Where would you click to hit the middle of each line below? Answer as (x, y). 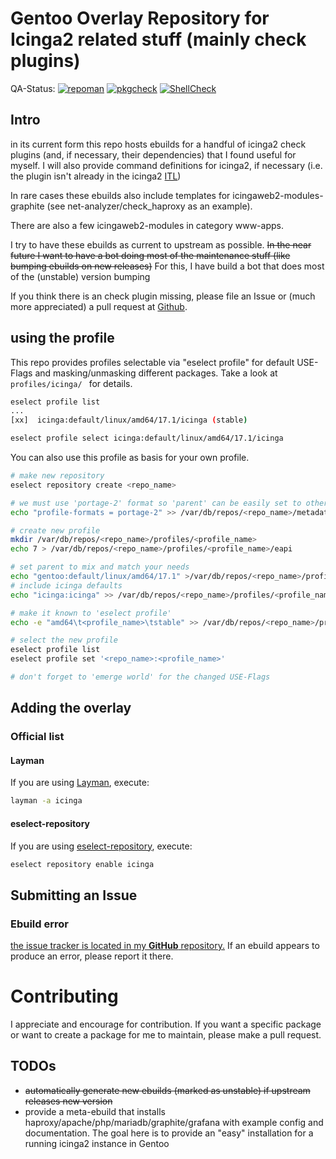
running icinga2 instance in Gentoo (97, 1143)
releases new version (68, 1101)
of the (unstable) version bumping (80, 276)
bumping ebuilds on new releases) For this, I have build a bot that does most (167, 266)
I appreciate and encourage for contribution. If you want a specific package (166, 1024)
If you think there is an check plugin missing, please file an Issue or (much (163, 296)
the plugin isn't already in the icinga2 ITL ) (96, 176)
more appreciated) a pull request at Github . (99, 306)
